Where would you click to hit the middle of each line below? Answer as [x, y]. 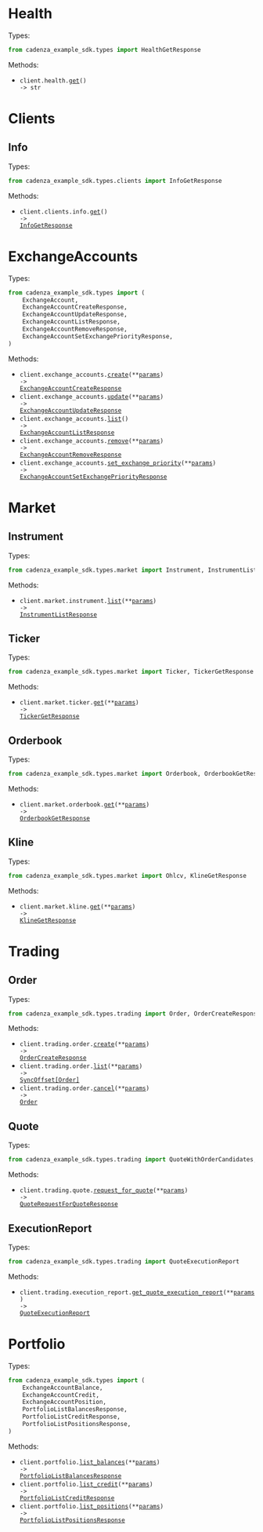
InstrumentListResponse [58, 614]
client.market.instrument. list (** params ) [88, 601]
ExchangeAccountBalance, [63, 1388]
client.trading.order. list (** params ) [81, 1066]
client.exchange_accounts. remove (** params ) [92, 441]
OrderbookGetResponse [54, 818]
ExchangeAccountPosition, [65, 1402]
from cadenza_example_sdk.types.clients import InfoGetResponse [115, 181]
